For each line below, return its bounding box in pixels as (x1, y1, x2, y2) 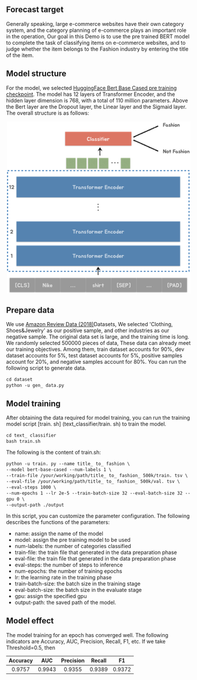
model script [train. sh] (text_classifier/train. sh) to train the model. (6, 420, 166, 427)
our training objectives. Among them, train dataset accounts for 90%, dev (6, 346, 185, 353)
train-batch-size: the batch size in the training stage (14, 580, 141, 587)
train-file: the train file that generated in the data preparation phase (14, 549, 178, 556)
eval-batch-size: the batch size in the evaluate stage (14, 586, 142, 593)
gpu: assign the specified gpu (14, 593, 87, 599)
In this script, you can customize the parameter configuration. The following (6, 512, 190, 519)
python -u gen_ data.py (6, 383, 65, 389)
